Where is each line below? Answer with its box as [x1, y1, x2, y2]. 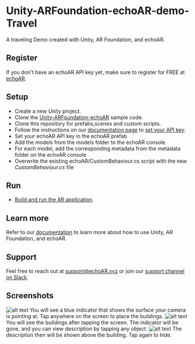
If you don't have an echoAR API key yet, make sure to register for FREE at [6, 69, 185, 76]
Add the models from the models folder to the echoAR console [14, 139, 166, 146]
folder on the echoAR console [14, 151, 87, 158]
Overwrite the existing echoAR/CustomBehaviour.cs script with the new [14, 157, 187, 164]
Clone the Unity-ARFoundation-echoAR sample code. [14, 113, 143, 121]
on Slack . [6, 274, 29, 281]
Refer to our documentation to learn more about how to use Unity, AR [6, 229, 173, 236]
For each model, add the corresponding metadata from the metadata [14, 145, 181, 152]
